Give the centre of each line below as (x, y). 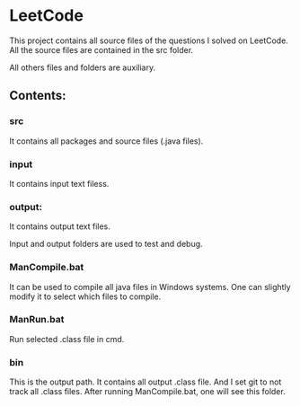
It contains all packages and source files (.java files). (106, 141)
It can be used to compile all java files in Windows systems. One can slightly (150, 287)
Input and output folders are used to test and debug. (106, 244)
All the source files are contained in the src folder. (101, 49)
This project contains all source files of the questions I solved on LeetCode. (149, 40)
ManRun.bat (37, 320)
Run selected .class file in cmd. (67, 339)
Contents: (38, 96)
